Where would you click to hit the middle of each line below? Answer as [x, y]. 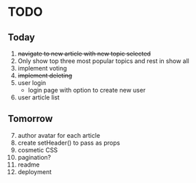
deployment [35, 171]
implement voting [42, 68]
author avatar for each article [59, 135]
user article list [39, 97]
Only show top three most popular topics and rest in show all [103, 61]
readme [28, 164]
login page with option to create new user [87, 90]
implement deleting [45, 75]
